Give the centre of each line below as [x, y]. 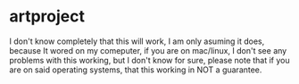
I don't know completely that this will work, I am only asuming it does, [137, 41]
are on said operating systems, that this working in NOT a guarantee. [136, 70]
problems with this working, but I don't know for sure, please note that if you [149, 60]
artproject [47, 17]
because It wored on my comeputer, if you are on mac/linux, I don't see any [148, 50]
